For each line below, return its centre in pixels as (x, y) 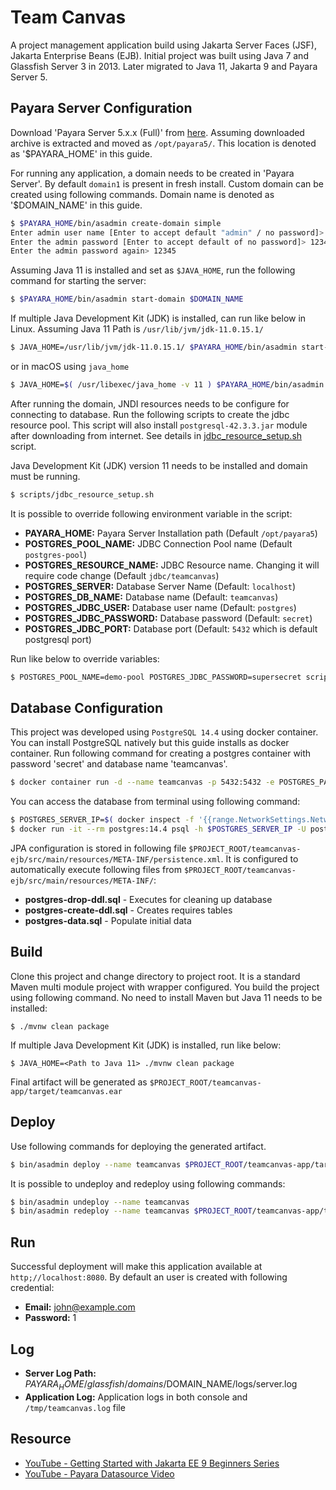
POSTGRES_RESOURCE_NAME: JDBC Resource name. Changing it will (172, 565)
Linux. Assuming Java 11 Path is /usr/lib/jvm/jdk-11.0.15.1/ (137, 329)
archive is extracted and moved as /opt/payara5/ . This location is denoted (163, 143)
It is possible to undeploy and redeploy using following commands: (148, 1183)
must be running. (45, 476)
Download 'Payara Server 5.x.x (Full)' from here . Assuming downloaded (157, 132)
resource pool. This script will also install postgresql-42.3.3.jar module (159, 425)
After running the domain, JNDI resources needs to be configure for (150, 403)
